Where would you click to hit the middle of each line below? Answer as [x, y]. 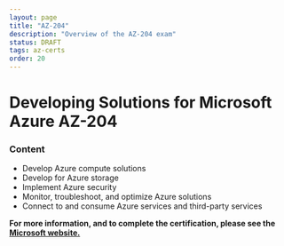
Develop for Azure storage [71, 178]
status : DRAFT [35, 42]
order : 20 [28, 59]
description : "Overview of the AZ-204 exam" [93, 34]
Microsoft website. [45, 233]
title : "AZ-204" [39, 26]
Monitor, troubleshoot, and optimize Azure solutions [117, 197]
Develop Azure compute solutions [84, 169]
